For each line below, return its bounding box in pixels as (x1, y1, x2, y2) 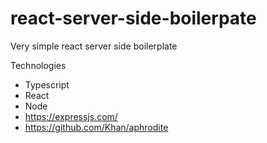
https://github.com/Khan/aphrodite (24, 121, 169, 133)
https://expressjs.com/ (24, 110, 118, 122)
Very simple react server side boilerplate (10, 40, 178, 52)
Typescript (24, 78, 70, 91)
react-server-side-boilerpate (10, 7, 257, 30)
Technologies (10, 59, 67, 71)
